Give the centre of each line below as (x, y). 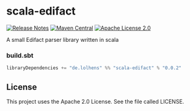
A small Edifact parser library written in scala (63, 39)
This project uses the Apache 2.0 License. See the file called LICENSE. (95, 101)
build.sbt (20, 55)
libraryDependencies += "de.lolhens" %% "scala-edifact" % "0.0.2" (94, 68)
